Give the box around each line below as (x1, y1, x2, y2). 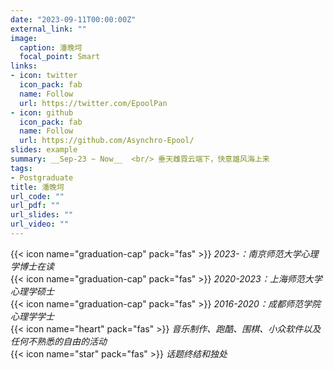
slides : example (10, 145, 78, 155)
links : (10, 61, 38, 71)
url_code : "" (10, 191, 65, 201)
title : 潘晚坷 (10, 182, 65, 192)
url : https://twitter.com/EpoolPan (19, 98, 168, 108)
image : (10, 33, 38, 43)
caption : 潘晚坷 (19, 42, 83, 53)
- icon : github (10, 107, 74, 118)
